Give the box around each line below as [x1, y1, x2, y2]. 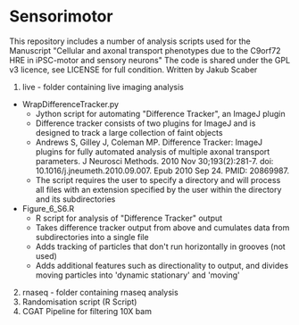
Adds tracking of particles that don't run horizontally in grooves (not [35, 241, 286, 252]
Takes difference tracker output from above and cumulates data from [35, 221, 290, 233]
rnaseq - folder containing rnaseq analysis [21, 287, 179, 297]
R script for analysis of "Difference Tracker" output [35, 212, 223, 223]
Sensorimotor [9, 6, 113, 27]
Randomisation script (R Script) [21, 296, 137, 307]
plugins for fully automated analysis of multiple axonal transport [35, 146, 270, 157]
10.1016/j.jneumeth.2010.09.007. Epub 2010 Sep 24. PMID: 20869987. [35, 165, 290, 176]
